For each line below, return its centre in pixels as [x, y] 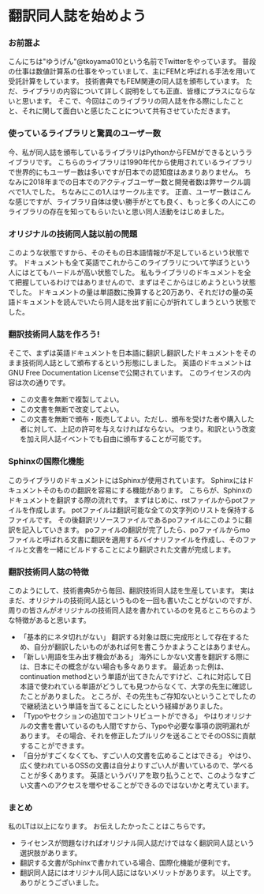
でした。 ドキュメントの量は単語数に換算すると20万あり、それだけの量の [127, 292]
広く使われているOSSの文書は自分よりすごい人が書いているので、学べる [137, 765]
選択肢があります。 [50, 853]
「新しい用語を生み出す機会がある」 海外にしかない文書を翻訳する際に [134, 656]
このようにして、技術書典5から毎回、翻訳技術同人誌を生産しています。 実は [131, 590]
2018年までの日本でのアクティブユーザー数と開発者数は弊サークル [136, 182]
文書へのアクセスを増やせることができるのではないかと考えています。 [140, 785]
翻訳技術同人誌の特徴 [48, 571]
